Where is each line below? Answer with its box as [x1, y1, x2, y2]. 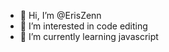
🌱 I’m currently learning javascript [19, 31, 159, 42]
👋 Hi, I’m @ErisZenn [19, 10, 102, 21]
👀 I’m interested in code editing [19, 20, 148, 32]
